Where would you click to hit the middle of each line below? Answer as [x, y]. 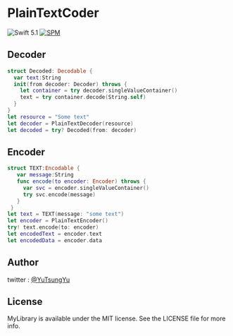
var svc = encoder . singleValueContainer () [86, 188]
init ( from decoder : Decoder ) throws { [71, 84]
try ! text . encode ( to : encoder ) [53, 227]
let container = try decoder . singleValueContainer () [99, 91]
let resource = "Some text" [49, 117]
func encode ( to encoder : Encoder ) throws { [81, 181]
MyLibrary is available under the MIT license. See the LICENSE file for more [116, 318]
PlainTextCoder [53, 13]
